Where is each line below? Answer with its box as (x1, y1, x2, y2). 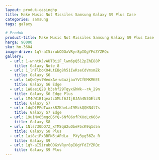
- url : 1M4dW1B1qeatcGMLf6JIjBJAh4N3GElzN (10, 96, 100, 101)
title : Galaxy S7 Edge (14, 110, 62, 115)
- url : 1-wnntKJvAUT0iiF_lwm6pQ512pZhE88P (10, 58, 100, 63)
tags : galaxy (5, 21, 33, 27)
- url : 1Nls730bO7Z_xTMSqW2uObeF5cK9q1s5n (10, 124, 100, 129)
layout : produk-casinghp (5, 7, 57, 13)
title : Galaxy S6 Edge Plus (14, 91, 73, 96)
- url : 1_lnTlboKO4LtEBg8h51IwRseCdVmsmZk (10, 68, 100, 73)
